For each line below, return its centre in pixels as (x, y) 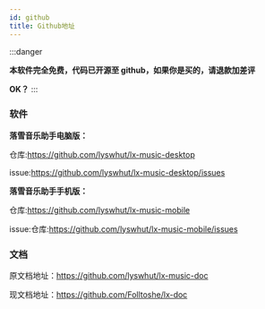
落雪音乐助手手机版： (48, 191)
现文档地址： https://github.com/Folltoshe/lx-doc (98, 295)
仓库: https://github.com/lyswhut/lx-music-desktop (102, 154)
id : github (30, 17)
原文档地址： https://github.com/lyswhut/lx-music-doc (109, 276)
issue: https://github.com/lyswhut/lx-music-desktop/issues (117, 172)
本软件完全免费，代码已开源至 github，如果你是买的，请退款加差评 (132, 70)
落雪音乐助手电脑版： (48, 135)
